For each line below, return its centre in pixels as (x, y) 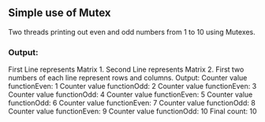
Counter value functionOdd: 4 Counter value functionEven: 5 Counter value (131, 94)
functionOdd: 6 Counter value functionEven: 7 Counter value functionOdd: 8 (132, 103)
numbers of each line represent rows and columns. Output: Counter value (128, 78)
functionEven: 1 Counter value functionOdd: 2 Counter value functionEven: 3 (132, 87)
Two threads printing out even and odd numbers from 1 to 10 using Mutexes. (132, 31)
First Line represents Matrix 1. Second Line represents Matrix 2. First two (126, 69)
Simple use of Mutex (60, 13)
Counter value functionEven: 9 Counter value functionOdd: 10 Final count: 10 (133, 111)
